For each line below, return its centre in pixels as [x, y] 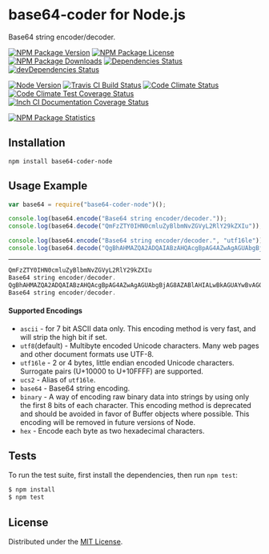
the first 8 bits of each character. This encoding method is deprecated [136, 405]
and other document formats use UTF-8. [87, 354]
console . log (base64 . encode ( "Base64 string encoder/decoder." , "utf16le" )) [136, 241]
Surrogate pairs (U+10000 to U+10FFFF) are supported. [112, 371]
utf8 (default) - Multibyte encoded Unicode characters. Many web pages [139, 346]
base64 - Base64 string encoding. [75, 388]
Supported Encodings [45, 311]
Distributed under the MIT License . [66, 542]
